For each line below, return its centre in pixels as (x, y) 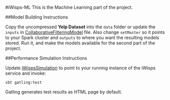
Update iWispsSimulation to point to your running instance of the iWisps (80, 68)
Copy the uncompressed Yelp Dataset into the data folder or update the (80, 27)
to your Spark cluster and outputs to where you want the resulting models (82, 38)
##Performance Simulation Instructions (46, 58)
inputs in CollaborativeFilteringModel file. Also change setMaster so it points (85, 32)
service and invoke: (26, 73)
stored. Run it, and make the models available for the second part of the (80, 43)
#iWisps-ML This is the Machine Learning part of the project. (69, 7)
